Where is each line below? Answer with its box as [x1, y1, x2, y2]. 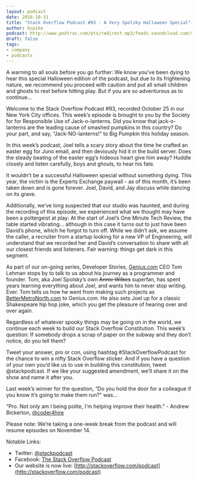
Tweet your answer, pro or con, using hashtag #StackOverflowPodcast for [6, 349, 187, 356]
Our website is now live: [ [14, 462, 77, 469]
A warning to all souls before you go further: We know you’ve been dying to [6, 68, 190, 75]
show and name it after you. [6, 373, 74, 380]
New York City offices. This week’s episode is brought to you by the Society [6, 111, 190, 118]
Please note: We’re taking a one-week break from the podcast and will [6, 420, 177, 427]
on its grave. [6, 190, 37, 197]
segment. [6, 251, 29, 259]
